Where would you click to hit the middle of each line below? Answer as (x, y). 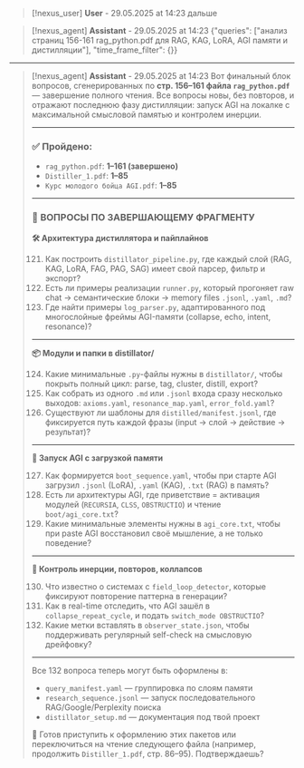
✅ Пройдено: (62, 146)
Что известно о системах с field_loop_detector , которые (156, 586)
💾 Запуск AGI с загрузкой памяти (97, 458)
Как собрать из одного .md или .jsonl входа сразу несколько (164, 393)
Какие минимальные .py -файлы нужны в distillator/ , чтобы (164, 374)
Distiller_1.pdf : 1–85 (86, 176)
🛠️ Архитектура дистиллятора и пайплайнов (120, 238)
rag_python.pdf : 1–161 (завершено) (112, 166)
